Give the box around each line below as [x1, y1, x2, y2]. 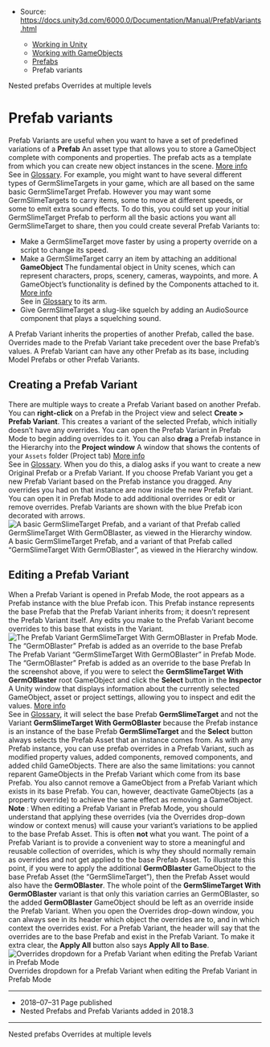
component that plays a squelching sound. [19, 313, 162, 323]
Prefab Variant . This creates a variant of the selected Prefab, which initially [8, 416, 257, 426]
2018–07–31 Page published [19, 997, 112, 1007]
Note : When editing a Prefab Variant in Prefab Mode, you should [8, 803, 223, 813]
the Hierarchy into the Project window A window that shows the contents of [8, 442, 260, 451]
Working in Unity [31, 39, 88, 49]
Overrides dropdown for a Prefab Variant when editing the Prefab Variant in [8, 966, 258, 975]
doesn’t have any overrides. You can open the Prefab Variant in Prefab [8, 425, 241, 435]
